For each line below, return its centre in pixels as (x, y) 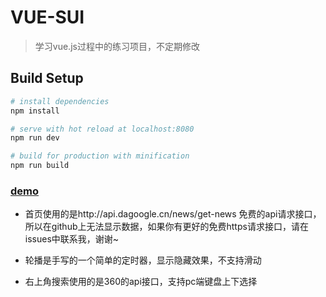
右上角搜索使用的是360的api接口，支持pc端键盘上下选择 (141, 282)
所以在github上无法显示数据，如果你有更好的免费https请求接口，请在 (166, 227)
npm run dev (35, 138)
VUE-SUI (47, 17)
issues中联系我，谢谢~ (72, 239)
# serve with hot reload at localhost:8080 (102, 129)
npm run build (40, 166)
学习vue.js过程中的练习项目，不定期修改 (117, 46)
